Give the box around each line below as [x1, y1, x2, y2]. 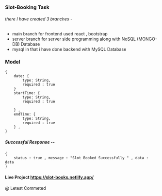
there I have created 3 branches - [5, 16, 73, 22]
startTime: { [14, 91, 40, 96]
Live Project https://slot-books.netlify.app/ [5, 174, 94, 180]
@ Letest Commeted [5, 185, 46, 191]
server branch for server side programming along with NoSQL [12, 36, 136, 42]
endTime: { [14, 112, 36, 117]
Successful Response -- [5, 139, 55, 145]
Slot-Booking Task [5, 4, 49, 11]
